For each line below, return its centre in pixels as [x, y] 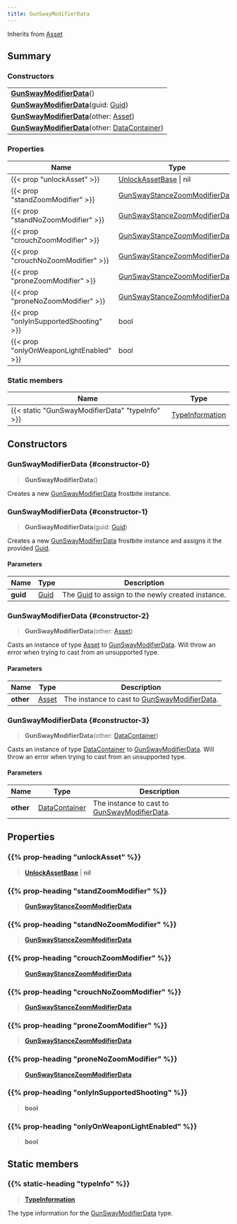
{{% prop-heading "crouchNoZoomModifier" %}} [95, 992]
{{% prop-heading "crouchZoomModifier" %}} [89, 958]
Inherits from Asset [35, 34]
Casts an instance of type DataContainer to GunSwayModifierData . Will [111, 749]
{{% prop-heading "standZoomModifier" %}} [87, 891]
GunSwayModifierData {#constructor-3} [79, 720]
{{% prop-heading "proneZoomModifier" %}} [87, 1025]
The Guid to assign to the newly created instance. [144, 595]
